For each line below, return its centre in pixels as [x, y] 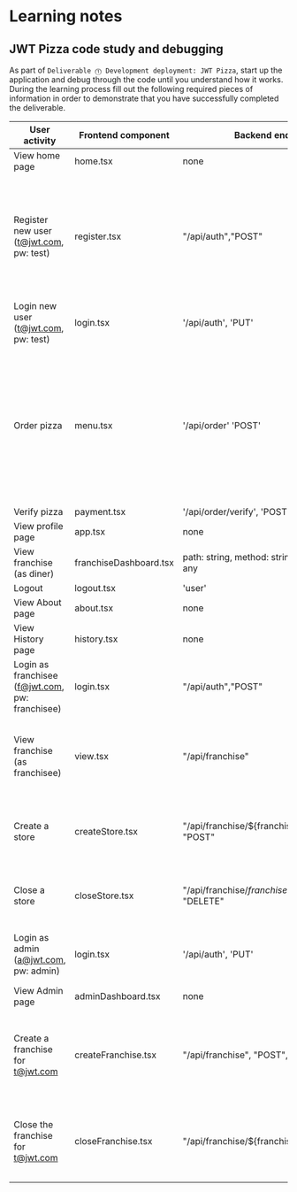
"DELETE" [203, 901]
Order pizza [38, 425]
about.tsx [94, 608]
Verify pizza [38, 512]
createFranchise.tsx [116, 1055]
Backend [253, 135]
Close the [34, 1124]
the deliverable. [38, 108]
